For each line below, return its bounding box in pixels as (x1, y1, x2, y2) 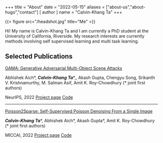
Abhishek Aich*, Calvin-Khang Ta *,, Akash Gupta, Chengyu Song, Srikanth (5, 75, 155, 80)
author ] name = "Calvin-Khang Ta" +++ (42, 9, 123, 15)
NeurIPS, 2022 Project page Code (5, 94, 73, 100)
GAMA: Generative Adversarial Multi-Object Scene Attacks (5, 65, 122, 71)
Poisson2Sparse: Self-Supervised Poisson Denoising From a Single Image (5, 108, 153, 114)
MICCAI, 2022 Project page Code (5, 132, 72, 138)
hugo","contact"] (5, 9, 39, 15)
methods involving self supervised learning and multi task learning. (5, 38, 139, 44)
